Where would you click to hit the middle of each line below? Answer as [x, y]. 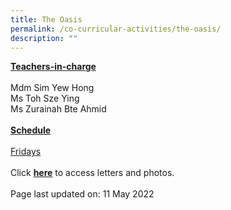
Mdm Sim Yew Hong [52, 88]
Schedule [31, 130]
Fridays [26, 152]
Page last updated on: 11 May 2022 [82, 194]
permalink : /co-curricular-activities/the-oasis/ [116, 29]
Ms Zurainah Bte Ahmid [58, 109]
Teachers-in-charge [53, 67]
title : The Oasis [46, 19]
